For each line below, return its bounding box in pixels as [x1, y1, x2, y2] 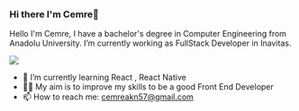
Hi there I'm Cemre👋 [9, 8, 99, 21]
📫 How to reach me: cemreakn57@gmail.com [22, 91, 194, 102]
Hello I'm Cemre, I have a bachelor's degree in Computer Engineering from [9, 29, 286, 39]
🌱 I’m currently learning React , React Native [22, 72, 186, 83]
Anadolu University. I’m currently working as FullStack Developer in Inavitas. [9, 38, 292, 48]
